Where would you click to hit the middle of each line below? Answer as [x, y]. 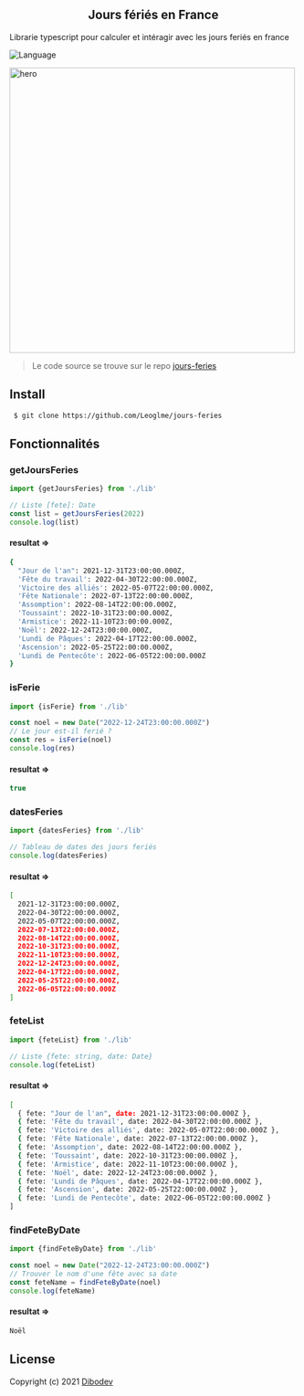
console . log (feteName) [52, 1291]
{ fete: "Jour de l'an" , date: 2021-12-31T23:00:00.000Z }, [134, 1113]
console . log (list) [44, 522]
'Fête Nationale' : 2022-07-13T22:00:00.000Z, [106, 596]
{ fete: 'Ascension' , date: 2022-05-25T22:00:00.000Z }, [128, 1190]
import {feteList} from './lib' [71, 1040]
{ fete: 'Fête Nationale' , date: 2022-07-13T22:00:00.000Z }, [138, 1139]
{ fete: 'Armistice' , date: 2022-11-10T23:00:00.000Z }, [128, 1164]
